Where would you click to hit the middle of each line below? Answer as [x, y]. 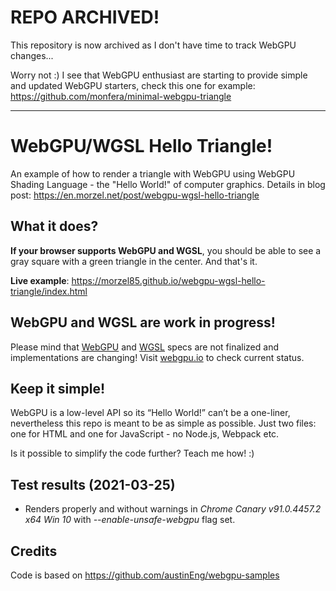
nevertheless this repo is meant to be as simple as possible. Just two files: [163, 423]
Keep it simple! [58, 388]
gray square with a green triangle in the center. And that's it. [134, 261]
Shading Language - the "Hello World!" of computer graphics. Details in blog [168, 184]
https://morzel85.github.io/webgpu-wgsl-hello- [168, 280]
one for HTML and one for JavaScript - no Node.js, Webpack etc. [145, 434]
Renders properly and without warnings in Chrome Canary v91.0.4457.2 [173, 509]
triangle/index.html [49, 291]
